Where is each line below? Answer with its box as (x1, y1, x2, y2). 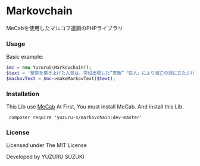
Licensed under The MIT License (6, 142, 87, 149)
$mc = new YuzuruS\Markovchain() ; (6, 65, 92, 71)
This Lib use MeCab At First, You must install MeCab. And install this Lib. (6, 103, 185, 110)
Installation (6, 90, 40, 98)
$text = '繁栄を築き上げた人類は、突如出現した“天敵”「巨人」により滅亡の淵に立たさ (6, 70, 190, 76)
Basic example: (6, 53, 43, 60)
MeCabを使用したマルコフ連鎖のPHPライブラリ (6, 24, 123, 31)
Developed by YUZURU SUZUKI (6, 153, 85, 161)
